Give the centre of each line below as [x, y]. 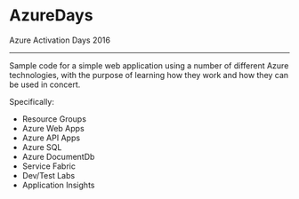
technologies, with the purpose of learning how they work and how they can [149, 75]
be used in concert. [45, 84]
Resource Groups [54, 119]
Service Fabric [48, 166]
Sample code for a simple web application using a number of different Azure [149, 65]
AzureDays [51, 16]
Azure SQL [42, 147]
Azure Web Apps [53, 128]
